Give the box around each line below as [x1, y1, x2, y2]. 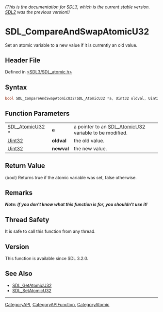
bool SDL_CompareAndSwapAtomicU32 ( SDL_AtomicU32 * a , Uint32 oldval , [5, 96, 147, 101]
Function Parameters [5, 109, 70, 118]
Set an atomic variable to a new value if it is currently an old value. [5, 42, 138, 48]
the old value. [73, 137, 105, 144]
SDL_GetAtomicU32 [12, 282, 52, 288]
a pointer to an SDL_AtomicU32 [73, 123, 146, 130]
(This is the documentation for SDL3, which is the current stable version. [5, 4, 150, 10]
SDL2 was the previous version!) [5, 9, 70, 15]
